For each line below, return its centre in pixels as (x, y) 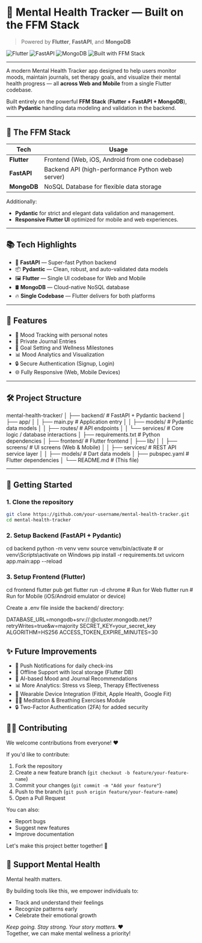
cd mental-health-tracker (38, 520)
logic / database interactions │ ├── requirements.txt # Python (83, 435)
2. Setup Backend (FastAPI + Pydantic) (64, 535)
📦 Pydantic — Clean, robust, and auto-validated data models (91, 269)
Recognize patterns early (46, 909)
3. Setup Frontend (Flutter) (46, 577)
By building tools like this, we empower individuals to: (72, 891)
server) (54, 177)
